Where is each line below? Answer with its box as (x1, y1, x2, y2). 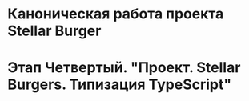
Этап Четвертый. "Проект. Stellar (7, 59, 241, 77)
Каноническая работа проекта (7, 5, 224, 23)
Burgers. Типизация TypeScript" (7, 75, 232, 94)
